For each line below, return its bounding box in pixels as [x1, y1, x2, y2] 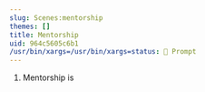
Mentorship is [22, 72, 74, 83]
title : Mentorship [9, 30, 79, 39]
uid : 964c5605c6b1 [9, 38, 79, 48]
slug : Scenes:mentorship [9, 13, 103, 23]
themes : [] [9, 22, 51, 31]
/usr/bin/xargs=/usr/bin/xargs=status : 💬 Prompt [9, 47, 197, 56]
